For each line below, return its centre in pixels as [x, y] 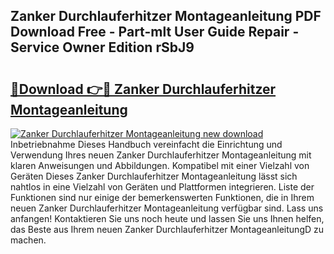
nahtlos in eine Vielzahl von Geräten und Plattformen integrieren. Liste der [162, 187]
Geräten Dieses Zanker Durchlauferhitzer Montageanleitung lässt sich [154, 176]
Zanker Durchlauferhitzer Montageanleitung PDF [166, 16]
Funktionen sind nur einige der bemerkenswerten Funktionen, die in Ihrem [162, 197]
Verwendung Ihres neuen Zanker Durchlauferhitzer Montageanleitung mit [161, 155]
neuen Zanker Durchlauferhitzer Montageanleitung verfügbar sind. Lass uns [167, 208]
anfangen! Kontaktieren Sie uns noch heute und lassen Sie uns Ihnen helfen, [167, 218]
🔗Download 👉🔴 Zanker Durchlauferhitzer [143, 89]
